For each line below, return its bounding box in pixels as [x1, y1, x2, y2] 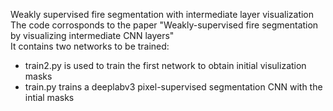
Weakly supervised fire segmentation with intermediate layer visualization [10, 9, 315, 20]
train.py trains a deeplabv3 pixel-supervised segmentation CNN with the [24, 81, 323, 93]
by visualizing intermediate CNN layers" [10, 30, 175, 41]
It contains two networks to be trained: [10, 40, 170, 52]
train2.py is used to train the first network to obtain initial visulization [24, 60, 307, 71]
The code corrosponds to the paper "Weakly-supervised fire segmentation [10, 19, 319, 31]
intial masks [24, 92, 75, 103]
